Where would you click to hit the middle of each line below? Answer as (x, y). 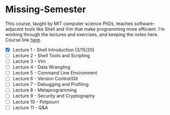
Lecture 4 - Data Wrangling (41, 67)
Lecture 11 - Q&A (30, 107)
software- (144, 24)
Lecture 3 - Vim (29, 61)
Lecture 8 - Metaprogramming (45, 90)
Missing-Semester (46, 9)
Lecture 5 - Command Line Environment (55, 73)
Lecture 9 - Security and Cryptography (54, 96)
